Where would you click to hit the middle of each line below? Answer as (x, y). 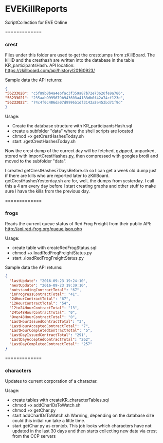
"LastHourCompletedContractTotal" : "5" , (51, 331)
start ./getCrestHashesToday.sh (44, 141)
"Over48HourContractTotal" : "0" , (43, 317)
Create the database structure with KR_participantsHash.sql (72, 125)
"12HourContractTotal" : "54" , (40, 303)
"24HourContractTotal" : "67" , (40, 299)
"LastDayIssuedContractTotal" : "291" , (49, 335)
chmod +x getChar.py (34, 410)
